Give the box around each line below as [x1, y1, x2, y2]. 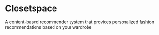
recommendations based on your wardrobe [5, 24, 92, 30]
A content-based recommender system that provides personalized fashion [5, 19, 155, 25]
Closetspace [5, 3, 57, 14]
